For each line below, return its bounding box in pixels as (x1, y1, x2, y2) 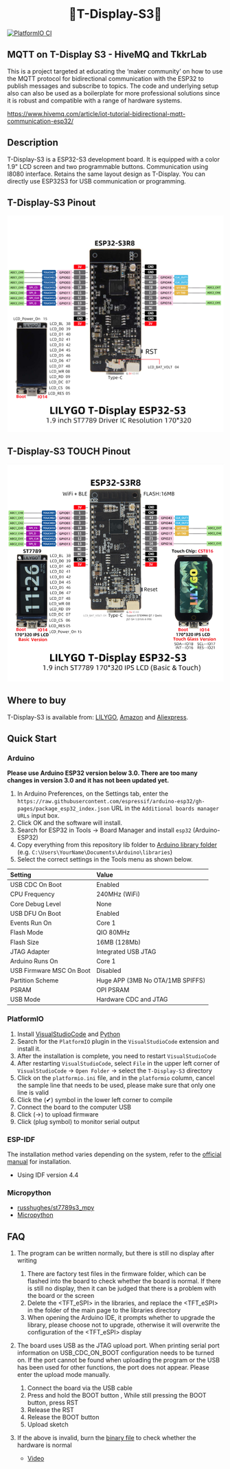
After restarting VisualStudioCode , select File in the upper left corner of (16, 1059, 220, 1067)
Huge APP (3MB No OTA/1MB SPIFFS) (95, 976, 206, 985)
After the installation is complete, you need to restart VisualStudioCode (16, 1051, 217, 1060)
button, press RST (27, 1398, 79, 1407)
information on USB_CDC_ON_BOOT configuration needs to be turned (16, 1349, 214, 1357)
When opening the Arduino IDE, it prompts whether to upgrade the (27, 1314, 216, 1322)
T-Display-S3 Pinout (7, 197, 96, 208)
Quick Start (7, 733, 57, 744)
